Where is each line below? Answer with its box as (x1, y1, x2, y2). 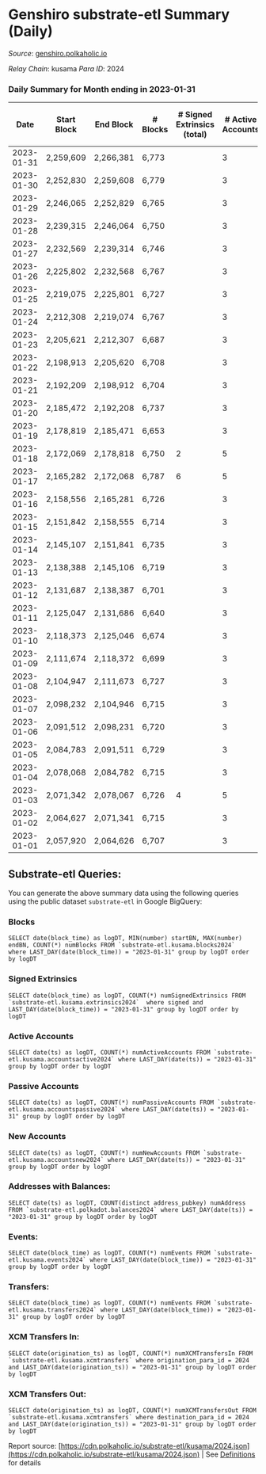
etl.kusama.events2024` (8, 1256, 87, 1264)
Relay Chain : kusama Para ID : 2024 (8, 63, 125, 73)
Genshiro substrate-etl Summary (8, 6, 230, 24)
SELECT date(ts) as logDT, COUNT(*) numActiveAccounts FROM (8, 1048, 211, 1057)
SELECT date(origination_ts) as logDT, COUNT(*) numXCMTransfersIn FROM (8, 1349, 253, 1358)
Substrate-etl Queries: (8, 867, 122, 881)
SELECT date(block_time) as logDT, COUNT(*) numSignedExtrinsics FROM (8, 992, 246, 1000)
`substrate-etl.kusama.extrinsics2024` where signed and (8, 998, 203, 1007)
